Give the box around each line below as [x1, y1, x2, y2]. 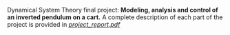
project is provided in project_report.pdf [7, 21, 121, 28]
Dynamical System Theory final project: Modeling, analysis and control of [7, 6, 218, 14]
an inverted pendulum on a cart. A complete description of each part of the [7, 13, 223, 21]
